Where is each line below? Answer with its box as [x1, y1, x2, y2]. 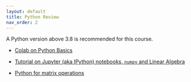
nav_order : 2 [6, 19, 38, 25]
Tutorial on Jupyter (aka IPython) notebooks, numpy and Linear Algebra [14, 58, 185, 65]
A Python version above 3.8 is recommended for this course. [6, 36, 153, 43]
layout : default [6, 8, 46, 15]
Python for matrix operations [14, 70, 85, 77]
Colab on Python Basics [14, 47, 73, 54]
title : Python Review [6, 14, 59, 20]
